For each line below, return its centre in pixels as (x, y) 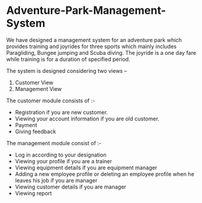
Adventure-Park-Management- (86, 11)
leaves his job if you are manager (56, 180)
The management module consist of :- (54, 143)
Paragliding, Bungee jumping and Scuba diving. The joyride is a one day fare (101, 52)
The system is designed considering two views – (67, 70)
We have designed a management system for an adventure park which (94, 40)
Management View (38, 89)
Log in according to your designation (61, 155)
